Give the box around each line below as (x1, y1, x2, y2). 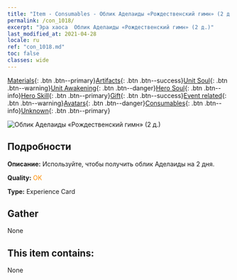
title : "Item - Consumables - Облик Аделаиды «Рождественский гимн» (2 (7, 10, 224, 18)
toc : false (7, 50, 40, 58)
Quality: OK (7, 173, 43, 182)
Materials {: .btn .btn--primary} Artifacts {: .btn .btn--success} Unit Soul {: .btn (7, 76, 228, 85)
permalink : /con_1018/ (7, 17, 75, 24)
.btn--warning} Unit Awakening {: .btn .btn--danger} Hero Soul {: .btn (7, 83, 203, 92)
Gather (7, 208, 39, 220)
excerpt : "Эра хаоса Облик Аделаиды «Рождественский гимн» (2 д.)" (7, 23, 214, 31)
